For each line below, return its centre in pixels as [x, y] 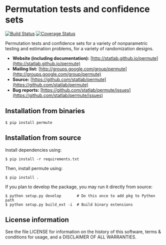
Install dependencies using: [33, 150]
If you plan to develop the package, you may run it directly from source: [79, 187]
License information [37, 220]
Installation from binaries [45, 111]
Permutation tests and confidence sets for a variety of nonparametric [76, 43]
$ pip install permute [29, 122]
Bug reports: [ [27, 90]
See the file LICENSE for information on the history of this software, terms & [83, 232]
